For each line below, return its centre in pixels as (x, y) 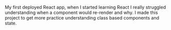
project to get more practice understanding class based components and (82, 18)
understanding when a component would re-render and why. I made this (81, 12)
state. (11, 23)
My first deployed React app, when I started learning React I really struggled (85, 7)
